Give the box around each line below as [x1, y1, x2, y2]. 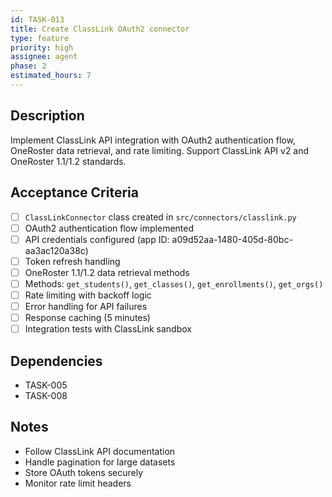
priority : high [10, 42, 74, 53]
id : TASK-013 [10, 14, 65, 25]
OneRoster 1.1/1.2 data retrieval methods [24, 266, 190, 278]
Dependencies [10, 352, 103, 370]
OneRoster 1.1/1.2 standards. [10, 155, 127, 167]
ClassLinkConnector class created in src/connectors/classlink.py [24, 211, 297, 223]
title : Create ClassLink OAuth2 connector [10, 24, 190, 34]
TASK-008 [24, 389, 68, 401]
